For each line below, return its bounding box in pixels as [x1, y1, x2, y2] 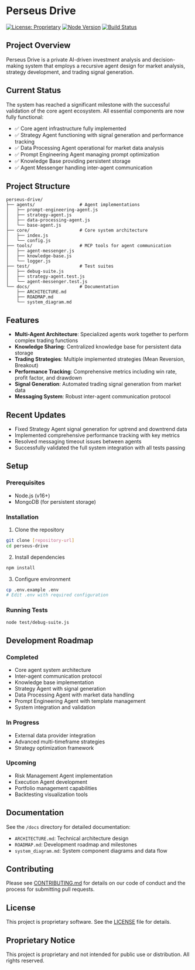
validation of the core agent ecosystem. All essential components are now [6, 107, 184, 114]
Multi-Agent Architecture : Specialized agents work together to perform [14, 331, 189, 338]
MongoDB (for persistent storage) [14, 498, 97, 505]
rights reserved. [6, 957, 45, 964]
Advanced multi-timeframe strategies [14, 738, 105, 745]
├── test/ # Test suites [6, 264, 114, 269]
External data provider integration [14, 732, 96, 739]
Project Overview [6, 40, 71, 50]
